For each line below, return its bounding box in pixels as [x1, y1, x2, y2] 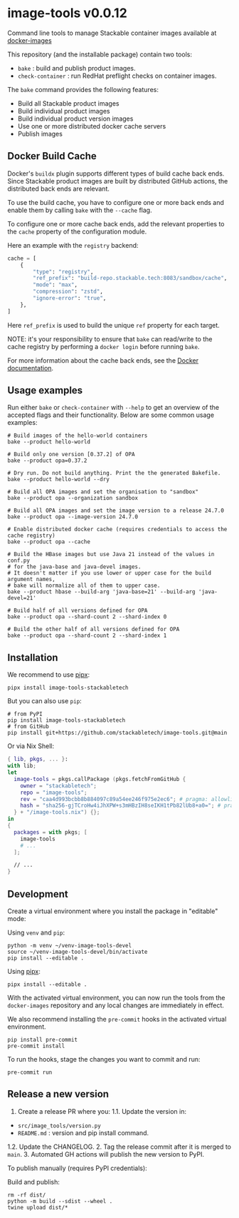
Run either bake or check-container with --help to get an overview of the [7, 403, 219, 412]
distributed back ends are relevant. [7, 184, 110, 193]
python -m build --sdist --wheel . [7, 1197, 113, 1204]
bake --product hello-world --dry [7, 476, 110, 483]
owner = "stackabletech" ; [20, 782, 97, 790]
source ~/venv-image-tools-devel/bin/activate [7, 948, 148, 955]
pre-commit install [7, 1042, 65, 1050]
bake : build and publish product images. [17, 64, 136, 72]
